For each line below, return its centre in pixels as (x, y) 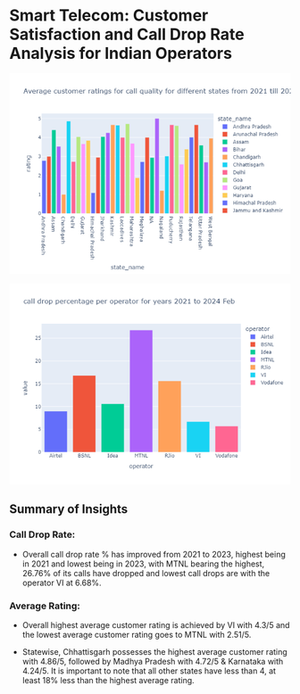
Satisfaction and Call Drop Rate (127, 34)
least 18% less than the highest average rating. (108, 680)
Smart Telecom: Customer (109, 16)
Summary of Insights (69, 509)
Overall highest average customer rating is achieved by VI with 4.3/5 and (156, 624)
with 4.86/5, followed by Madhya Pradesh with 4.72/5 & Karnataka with (153, 661)
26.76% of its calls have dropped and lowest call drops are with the (146, 573)
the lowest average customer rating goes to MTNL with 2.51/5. (137, 634)
